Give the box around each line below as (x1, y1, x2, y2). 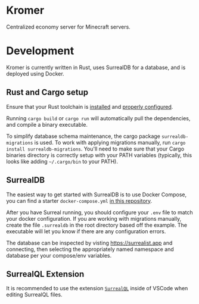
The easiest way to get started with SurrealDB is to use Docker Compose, (6, 191, 187, 198)
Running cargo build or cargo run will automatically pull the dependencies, (6, 114, 191, 122)
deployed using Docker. (6, 70, 64, 77)
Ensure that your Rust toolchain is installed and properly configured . (6, 103, 173, 110)
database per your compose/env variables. (6, 252, 112, 259)
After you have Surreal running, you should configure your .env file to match (6, 209, 194, 216)
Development (6, 44, 74, 58)
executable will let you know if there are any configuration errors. (6, 227, 166, 235)
